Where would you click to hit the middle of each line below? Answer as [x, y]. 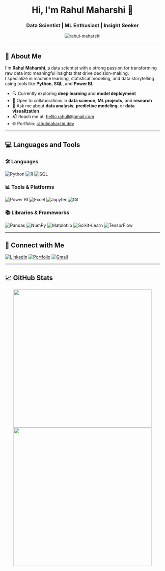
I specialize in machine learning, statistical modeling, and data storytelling [80, 79]
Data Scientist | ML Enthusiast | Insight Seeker [82, 26]
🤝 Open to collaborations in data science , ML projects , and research [82, 101]
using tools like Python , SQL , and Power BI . [49, 84]
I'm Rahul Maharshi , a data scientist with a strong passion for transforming [81, 68]
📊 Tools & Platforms [30, 187]
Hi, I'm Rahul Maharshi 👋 [82, 10]
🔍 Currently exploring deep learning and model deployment [74, 93]
